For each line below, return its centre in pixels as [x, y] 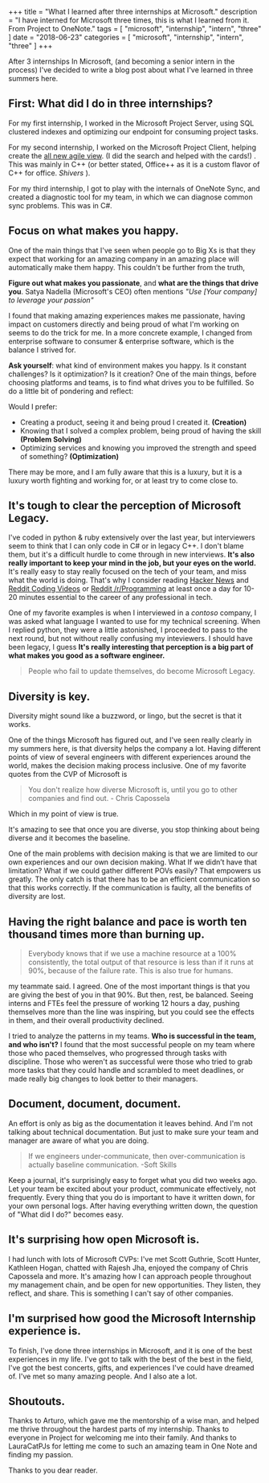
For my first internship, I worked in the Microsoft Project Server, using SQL [131, 123]
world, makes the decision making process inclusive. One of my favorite [127, 766]
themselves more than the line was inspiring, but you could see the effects [131, 1012]
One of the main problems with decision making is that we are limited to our [133, 854]
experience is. [45, 1331]
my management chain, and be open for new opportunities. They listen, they [134, 1284]
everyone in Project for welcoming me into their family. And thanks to [122, 1438]
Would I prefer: [33, 406]
